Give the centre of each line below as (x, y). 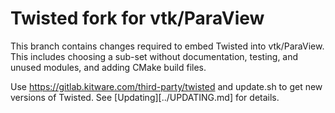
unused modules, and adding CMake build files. (108, 67)
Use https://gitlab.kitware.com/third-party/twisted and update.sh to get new (166, 86)
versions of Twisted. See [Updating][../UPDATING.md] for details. (145, 97)
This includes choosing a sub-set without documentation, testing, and (154, 56)
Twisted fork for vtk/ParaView (137, 18)
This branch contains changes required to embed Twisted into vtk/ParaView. (167, 46)
